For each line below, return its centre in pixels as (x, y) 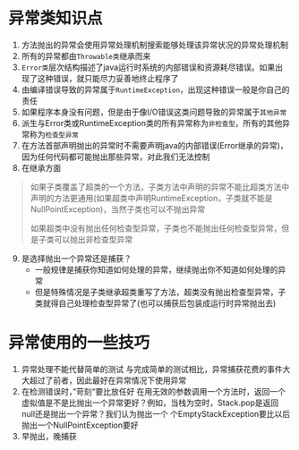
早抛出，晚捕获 (49, 436)
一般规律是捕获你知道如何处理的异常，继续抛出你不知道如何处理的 (156, 269)
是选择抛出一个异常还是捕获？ (76, 258)
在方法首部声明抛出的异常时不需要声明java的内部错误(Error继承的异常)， (154, 145)
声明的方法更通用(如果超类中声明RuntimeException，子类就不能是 (151, 198)
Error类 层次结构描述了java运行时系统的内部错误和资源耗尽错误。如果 (148, 67)
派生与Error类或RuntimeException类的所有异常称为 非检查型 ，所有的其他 (152, 123)
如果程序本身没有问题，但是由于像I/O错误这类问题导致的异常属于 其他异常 (154, 112)
